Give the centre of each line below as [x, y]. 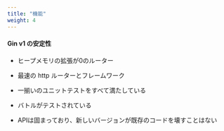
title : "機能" [27, 14]
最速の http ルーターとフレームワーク [71, 75]
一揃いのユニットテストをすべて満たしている [81, 90]
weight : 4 [22, 20]
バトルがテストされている [54, 105]
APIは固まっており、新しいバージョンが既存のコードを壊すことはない [117, 120]
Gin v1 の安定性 [29, 43]
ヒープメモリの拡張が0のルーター [65, 60]
